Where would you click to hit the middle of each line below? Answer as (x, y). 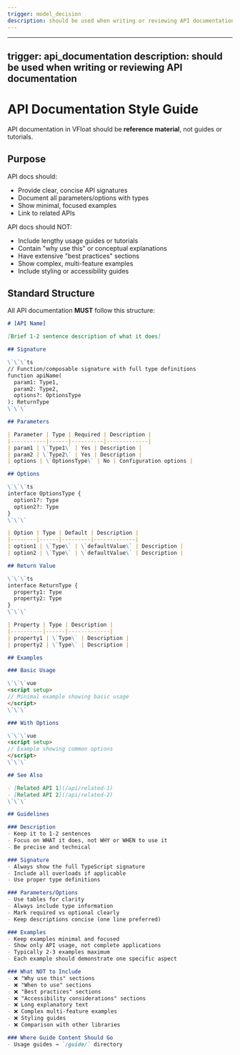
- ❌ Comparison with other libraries (64, 1025)
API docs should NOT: (40, 226)
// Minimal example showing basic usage (69, 697)
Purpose (27, 159)
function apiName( (35, 376)
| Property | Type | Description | (60, 625)
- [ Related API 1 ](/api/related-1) (60, 788)
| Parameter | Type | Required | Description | (80, 434)
